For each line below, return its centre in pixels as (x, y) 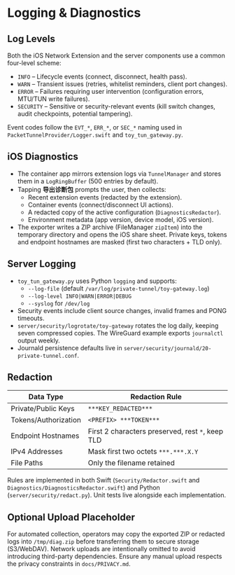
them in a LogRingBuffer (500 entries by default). (88, 181)
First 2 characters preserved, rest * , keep (156, 431)
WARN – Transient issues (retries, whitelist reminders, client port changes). (122, 84)
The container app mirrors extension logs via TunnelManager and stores (119, 174)
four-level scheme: (34, 63)
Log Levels (31, 39)
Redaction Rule (156, 397)
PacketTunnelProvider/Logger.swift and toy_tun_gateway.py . (95, 135)
